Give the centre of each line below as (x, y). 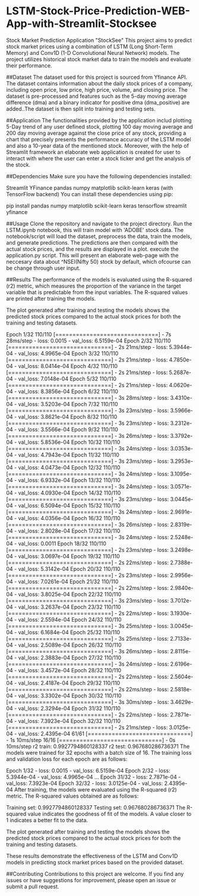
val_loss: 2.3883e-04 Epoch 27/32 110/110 (70, 657)
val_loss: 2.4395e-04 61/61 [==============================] (105, 733)
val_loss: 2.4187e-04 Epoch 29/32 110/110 (69, 683)
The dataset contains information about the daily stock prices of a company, (99, 83)
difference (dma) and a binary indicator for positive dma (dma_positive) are (98, 102)
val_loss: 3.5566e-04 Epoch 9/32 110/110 (68, 429)
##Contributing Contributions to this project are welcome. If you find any (95, 874)
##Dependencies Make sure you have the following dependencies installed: (99, 176)
